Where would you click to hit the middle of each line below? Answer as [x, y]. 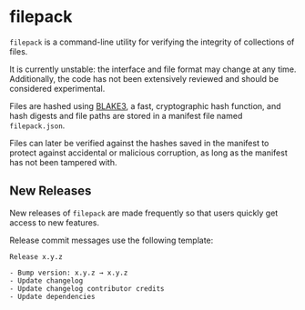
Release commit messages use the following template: [112, 240]
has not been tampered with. [63, 162]
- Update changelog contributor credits [87, 288]
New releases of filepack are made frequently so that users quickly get [144, 213]
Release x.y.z [36, 256]
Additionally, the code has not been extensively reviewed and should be [144, 78]
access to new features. [55, 222]
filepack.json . [37, 125]
